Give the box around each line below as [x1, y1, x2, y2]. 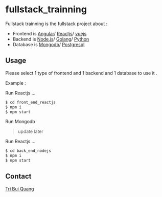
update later [17, 128, 43, 134]
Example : [5, 80, 27, 86]
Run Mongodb [5, 119, 35, 125]
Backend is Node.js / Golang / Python [12, 36, 89, 42]
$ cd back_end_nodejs [5, 148, 52, 153]
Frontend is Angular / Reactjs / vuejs [12, 30, 87, 36]
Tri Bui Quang [5, 186, 34, 192]
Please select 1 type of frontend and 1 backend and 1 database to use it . [5, 70, 157, 76]
